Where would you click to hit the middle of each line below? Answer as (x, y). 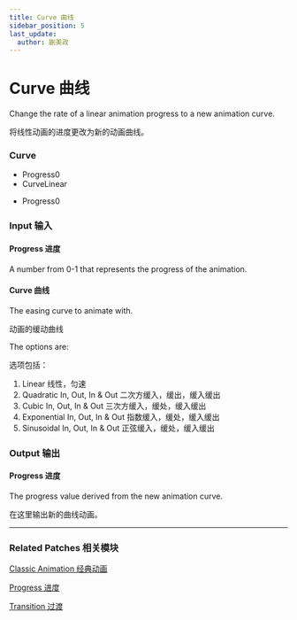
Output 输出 (34, 453)
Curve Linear (45, 184)
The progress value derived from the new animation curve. (116, 496)
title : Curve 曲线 (42, 17)
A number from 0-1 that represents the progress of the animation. (128, 269)
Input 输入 (31, 226)
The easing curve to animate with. (71, 310)
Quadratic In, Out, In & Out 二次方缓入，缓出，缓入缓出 (121, 394)
